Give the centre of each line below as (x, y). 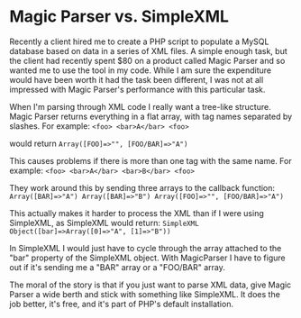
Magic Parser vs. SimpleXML (119, 17)
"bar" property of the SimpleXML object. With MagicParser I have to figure (147, 258)
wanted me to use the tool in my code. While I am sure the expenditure (141, 70)
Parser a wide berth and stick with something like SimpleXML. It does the (145, 294)
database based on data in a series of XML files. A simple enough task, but (149, 50)
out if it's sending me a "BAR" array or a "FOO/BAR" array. (117, 267)
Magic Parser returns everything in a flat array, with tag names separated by (151, 116)
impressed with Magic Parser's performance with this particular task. (137, 89)
